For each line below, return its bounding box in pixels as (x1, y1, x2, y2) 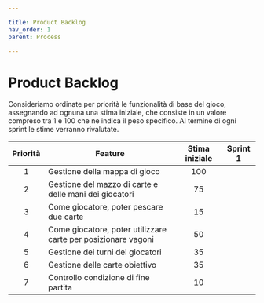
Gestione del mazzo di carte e (48, 179, 159, 190)
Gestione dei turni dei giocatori (48, 246, 163, 257)
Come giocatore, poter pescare (48, 202, 163, 213)
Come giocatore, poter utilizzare (48, 225, 167, 235)
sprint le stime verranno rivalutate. (8, 125, 119, 134)
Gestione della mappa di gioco (48, 166, 160, 177)
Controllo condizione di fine (48, 272, 150, 283)
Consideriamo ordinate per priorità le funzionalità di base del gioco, (8, 100, 226, 109)
